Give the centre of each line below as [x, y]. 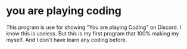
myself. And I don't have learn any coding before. [67, 40]
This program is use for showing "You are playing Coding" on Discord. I [94, 27]
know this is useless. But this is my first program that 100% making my [93, 33]
